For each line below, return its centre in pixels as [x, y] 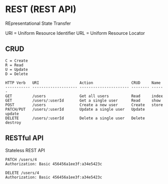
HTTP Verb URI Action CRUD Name [83, 83]
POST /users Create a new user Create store [84, 105]
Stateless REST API [25, 150]
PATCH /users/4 [21, 159]
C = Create [17, 61]
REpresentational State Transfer [38, 23]
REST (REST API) [41, 9]
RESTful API [24, 138]
